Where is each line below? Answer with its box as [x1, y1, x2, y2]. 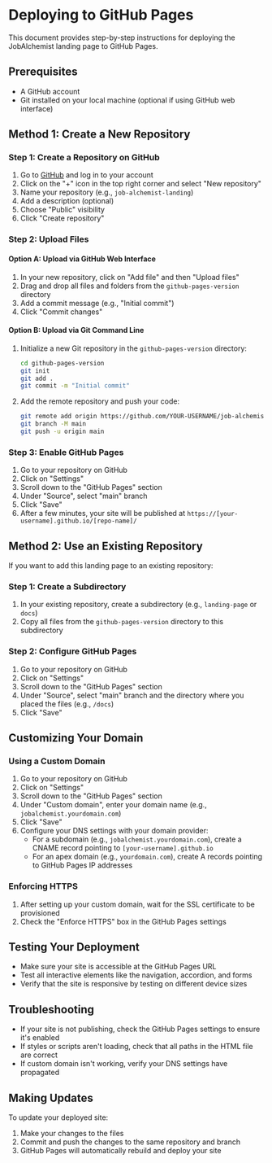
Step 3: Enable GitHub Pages [8, 446, 124, 457]
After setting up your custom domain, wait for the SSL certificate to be [19, 899, 256, 909]
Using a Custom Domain [8, 755, 106, 767]
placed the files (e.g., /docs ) [19, 698, 114, 709]
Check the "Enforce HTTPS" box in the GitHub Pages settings [19, 916, 227, 926]
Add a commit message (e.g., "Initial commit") [19, 298, 175, 308]
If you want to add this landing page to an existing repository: [8, 561, 214, 571]
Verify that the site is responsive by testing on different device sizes [19, 979, 248, 989]
